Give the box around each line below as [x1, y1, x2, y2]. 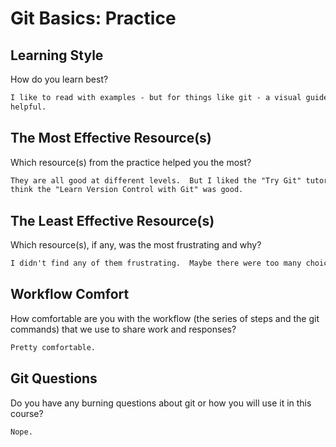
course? [10, 407, 44, 419]
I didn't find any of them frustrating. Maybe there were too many [10, 258, 302, 269]
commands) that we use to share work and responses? [10, 323, 237, 335]
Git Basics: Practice [10, 7, 177, 30]
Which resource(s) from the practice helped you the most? [10, 156, 252, 168]
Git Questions [10, 370, 98, 387]
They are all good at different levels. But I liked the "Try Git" [10, 175, 302, 186]
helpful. [10, 102, 47, 112]
